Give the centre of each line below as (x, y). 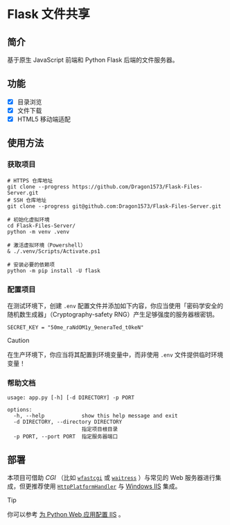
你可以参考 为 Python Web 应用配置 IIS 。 (66, 515)
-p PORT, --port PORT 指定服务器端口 (66, 437)
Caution (18, 340)
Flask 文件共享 (48, 14)
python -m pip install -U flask (54, 271)
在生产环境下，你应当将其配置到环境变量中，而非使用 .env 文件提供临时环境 (115, 355)
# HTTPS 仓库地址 (30, 181)
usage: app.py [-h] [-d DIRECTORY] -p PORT (71, 398)
